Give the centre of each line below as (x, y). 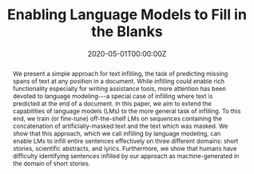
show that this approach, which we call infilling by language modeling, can (117, 133)
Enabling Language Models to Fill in (127, 15)
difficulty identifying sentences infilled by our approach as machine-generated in (126, 156)
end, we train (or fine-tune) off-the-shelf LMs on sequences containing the (117, 119)
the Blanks (127, 32)
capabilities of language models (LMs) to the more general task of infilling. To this (127, 111)
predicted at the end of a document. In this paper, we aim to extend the (112, 103)
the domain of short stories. (52, 163)
